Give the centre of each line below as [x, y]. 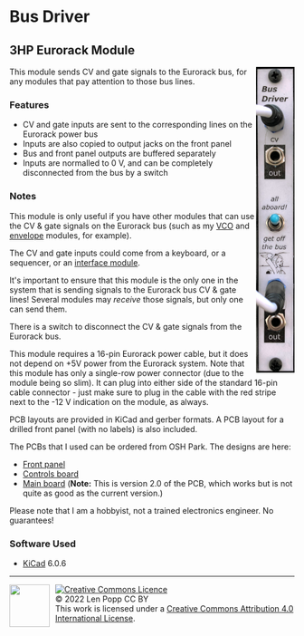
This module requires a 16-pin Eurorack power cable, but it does [129, 353]
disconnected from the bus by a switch [95, 173]
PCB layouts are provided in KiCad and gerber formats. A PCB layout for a [147, 419]
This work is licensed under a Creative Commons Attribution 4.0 [175, 608]
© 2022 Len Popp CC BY [102, 599]
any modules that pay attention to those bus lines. [102, 82]
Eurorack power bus [60, 134]
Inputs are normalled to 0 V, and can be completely [118, 163]
